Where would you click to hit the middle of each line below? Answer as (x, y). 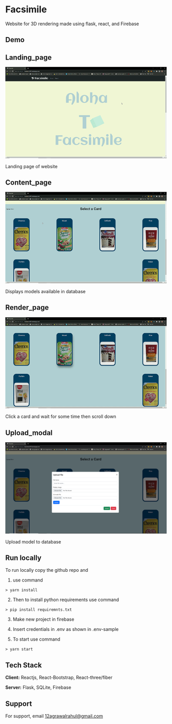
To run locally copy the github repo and (47, 570)
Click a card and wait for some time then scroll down (61, 417)
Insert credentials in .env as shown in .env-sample (66, 629)
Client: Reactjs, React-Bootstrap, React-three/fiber (59, 678)
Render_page (27, 308)
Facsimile (26, 10)
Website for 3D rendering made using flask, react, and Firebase (72, 24)
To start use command (36, 639)
